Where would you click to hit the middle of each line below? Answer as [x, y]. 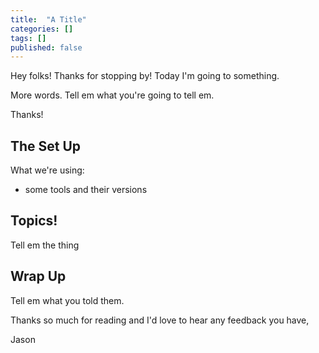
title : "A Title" [48, 19]
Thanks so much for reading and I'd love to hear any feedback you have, [160, 320]
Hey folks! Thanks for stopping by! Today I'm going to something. [145, 76]
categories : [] [42, 29]
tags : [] [28, 38]
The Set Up [46, 146]
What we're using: [47, 170]
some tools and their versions [86, 190]
